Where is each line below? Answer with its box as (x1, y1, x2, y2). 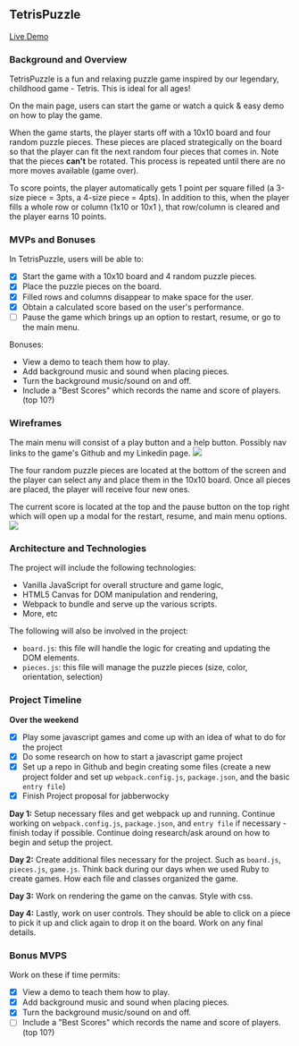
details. (9, 926, 37, 938)
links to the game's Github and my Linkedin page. (9, 447, 191, 459)
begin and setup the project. (9, 837, 113, 847)
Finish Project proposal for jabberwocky (21, 790, 170, 801)
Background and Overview (9, 53, 128, 65)
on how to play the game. (9, 110, 103, 121)
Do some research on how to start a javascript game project (21, 751, 244, 761)
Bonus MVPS (9, 948, 68, 961)
